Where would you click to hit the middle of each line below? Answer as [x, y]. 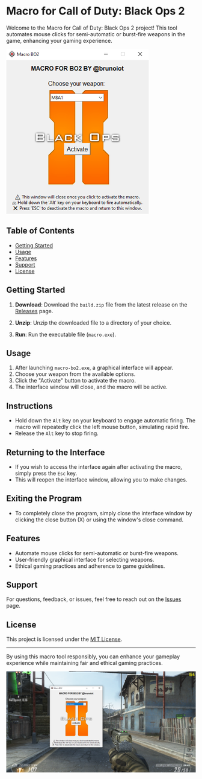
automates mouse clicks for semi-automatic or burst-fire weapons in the [96, 34]
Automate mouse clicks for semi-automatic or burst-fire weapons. [97, 553]
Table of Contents [41, 231]
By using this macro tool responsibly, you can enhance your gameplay [93, 657]
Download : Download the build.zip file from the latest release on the [101, 304]
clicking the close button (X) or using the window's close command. [99, 520]
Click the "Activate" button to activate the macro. [75, 381]
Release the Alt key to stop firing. [57, 433]
